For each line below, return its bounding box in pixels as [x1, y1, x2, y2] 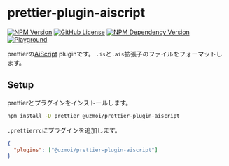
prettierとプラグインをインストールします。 [7, 98, 132, 107]
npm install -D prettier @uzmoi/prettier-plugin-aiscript [7, 112, 180, 119]
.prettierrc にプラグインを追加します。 [7, 126, 121, 134]
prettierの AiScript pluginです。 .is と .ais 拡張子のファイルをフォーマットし [7, 50, 223, 58]
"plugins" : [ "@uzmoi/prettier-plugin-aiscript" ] [13, 146, 158, 153]
